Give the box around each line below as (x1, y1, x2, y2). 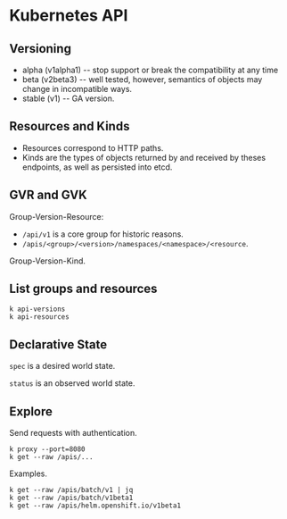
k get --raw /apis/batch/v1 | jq (9, 486, 134, 495)
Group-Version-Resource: (9, 211, 104, 222)
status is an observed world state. (9, 378, 135, 389)
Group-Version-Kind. (9, 255, 86, 266)
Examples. (9, 468, 47, 479)
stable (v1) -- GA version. (21, 93, 115, 104)
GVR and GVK (9, 188, 87, 203)
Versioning (9, 41, 71, 56)
